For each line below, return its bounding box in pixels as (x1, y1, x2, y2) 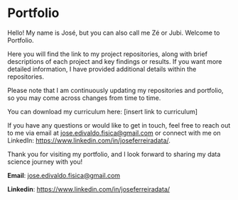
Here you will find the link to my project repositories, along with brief (7, 50, 208, 58)
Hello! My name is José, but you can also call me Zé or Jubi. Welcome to (7, 28, 220, 37)
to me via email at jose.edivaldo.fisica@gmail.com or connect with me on (7, 128, 222, 137)
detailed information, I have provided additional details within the (7, 65, 197, 73)
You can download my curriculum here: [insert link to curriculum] (7, 107, 198, 116)
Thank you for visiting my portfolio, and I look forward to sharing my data (7, 150, 221, 158)
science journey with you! (7, 157, 83, 166)
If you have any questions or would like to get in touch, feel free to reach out (7, 121, 231, 129)
